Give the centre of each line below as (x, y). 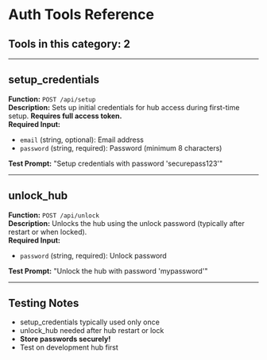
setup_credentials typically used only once (90, 322)
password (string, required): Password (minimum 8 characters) (121, 147)
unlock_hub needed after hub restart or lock (92, 331)
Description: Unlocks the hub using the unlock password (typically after (126, 223)
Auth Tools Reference (81, 15)
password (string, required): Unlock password (93, 255)
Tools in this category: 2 (70, 44)
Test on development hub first (69, 347)
